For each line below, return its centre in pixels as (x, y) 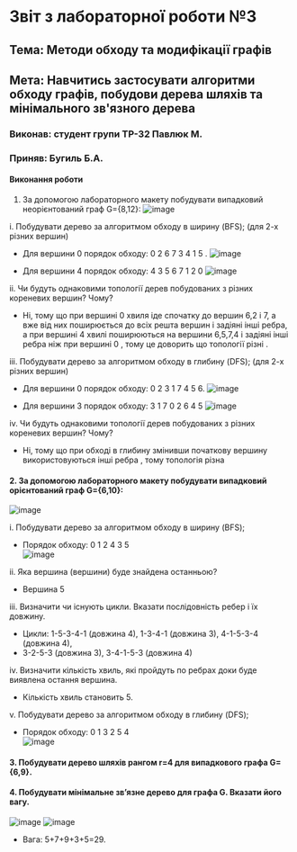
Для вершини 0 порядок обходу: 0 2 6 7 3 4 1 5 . (115, 254)
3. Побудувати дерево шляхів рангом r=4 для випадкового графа (139, 762)
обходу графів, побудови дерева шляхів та (136, 94)
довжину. (27, 616)
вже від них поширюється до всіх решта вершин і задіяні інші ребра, (155, 325)
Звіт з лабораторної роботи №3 (133, 17)
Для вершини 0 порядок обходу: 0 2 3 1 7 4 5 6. (113, 389)
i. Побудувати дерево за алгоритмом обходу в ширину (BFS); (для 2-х (144, 227)
